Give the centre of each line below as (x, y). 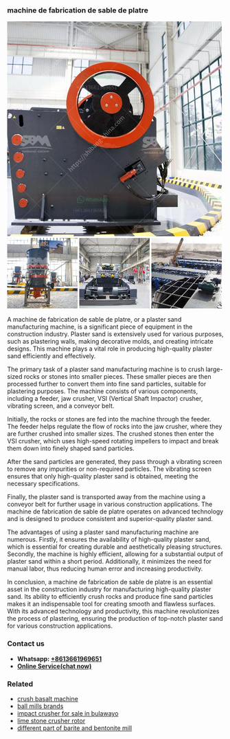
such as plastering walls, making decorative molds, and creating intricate (111, 342)
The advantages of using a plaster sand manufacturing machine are (103, 532)
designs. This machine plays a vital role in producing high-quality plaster (110, 349)
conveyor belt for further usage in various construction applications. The (110, 505)
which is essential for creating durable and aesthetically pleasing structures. (115, 547)
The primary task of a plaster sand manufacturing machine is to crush (106, 369)
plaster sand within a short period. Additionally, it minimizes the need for (109, 562)
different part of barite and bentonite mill (74, 728)
